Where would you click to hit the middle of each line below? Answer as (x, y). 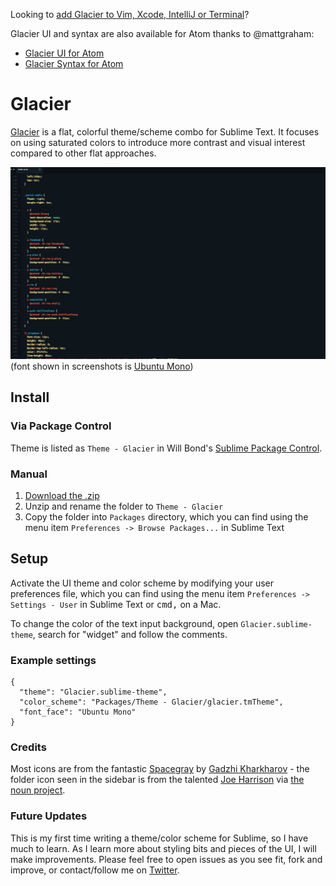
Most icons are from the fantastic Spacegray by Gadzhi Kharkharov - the (160, 769)
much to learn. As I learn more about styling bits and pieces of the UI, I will (163, 848)
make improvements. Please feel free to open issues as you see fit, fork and (166, 859)
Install (30, 397)
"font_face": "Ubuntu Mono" (78, 712)
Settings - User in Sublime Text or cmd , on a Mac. (116, 604)
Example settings (53, 660)
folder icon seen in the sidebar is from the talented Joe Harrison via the (157, 780)
